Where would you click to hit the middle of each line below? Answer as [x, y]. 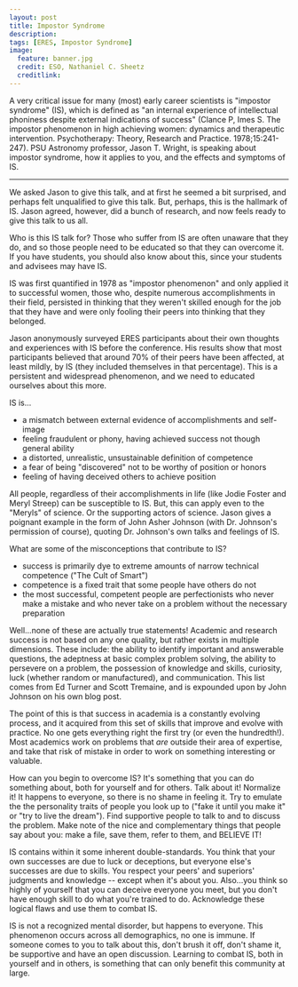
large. [20, 973]
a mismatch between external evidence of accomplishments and [140, 419]
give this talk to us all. [49, 220]
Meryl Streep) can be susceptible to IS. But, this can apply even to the [137, 503]
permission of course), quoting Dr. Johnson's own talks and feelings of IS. [145, 531]
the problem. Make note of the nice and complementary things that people [145, 825]
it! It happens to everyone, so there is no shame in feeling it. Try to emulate [145, 797]
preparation [43, 613]
